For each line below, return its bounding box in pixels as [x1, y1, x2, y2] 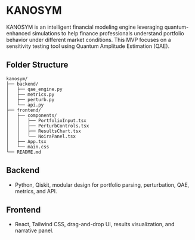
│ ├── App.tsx [6, 138, 47, 144]
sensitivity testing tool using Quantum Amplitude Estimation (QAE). [6, 42, 170, 50]
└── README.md [6, 149, 42, 155]
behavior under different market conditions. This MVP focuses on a [6, 36, 171, 43]
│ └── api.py [6, 102, 44, 108]
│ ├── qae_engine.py [6, 86, 63, 92]
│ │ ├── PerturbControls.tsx [6, 123, 89, 129]
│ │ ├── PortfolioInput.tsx [6, 117, 86, 123]
